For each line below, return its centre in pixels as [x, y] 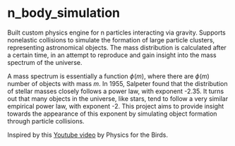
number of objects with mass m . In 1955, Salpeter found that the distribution [117, 83]
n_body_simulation [64, 13]
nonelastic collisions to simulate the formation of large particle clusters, [111, 39]
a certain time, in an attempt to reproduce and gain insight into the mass [112, 55]
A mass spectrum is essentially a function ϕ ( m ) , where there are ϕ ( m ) [108, 76]
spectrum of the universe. [45, 62]
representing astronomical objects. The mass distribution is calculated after [117, 47]
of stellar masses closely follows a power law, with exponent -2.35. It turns [116, 91]
